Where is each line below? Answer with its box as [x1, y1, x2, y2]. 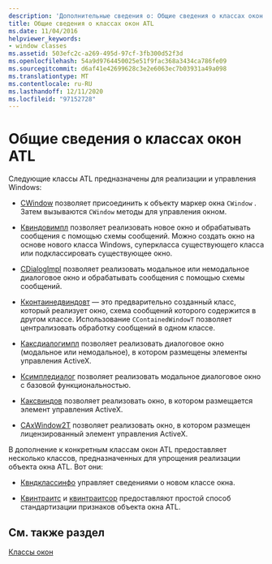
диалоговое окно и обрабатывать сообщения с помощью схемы [19, 273, 245, 282]
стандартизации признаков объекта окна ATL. [19, 502, 181, 512]
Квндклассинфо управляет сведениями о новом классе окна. [19, 478, 235, 488]
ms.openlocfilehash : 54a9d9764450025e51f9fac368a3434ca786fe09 [8, 58, 227, 66]
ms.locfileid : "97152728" [8, 95, 96, 103]
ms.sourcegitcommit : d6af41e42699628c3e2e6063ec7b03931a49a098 [8, 65, 227, 73]
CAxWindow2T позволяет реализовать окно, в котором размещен [19, 420, 250, 430]
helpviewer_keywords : [8, 34, 82, 43]
